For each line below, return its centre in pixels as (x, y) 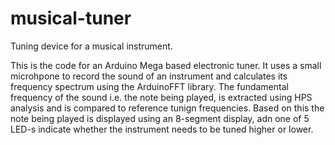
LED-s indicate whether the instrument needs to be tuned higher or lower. (162, 129)
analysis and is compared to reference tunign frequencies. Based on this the (167, 108)
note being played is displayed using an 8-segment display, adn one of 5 (160, 118)
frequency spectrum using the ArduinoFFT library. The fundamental (149, 86)
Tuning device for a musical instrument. (91, 46)
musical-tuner (71, 18)
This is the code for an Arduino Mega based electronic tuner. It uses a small (166, 65)
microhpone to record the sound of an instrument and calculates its (149, 76)
